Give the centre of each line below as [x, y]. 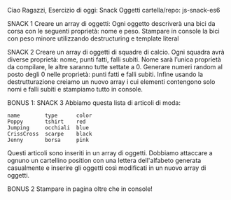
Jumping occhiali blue [48, 128]
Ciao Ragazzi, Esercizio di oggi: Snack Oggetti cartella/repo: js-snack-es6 [114, 10]
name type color [50, 115]
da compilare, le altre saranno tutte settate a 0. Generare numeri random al [115, 67]
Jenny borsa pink [48, 140]
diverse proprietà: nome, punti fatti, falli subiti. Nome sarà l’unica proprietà [114, 59]
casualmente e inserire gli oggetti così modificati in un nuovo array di [107, 168]
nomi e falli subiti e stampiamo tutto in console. [75, 89]
